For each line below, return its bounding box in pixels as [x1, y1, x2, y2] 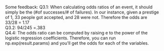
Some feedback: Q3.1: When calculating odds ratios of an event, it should [5, 4, 153, 10]
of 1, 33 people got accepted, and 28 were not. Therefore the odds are [5, 15, 148, 20]
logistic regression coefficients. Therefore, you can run [5, 35, 116, 41]
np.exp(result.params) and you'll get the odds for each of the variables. [5, 40, 149, 46]
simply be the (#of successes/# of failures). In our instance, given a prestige [5, 9, 159, 15]
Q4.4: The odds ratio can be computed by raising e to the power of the [5, 30, 148, 35]
